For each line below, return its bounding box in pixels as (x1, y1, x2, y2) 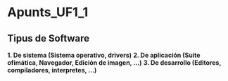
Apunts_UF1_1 (7, 4, 89, 20)
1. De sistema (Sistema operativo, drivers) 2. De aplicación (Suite (7, 51, 201, 59)
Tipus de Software (7, 32, 90, 44)
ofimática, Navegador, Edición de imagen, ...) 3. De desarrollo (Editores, (7, 58, 222, 67)
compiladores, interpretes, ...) (7, 66, 97, 74)
